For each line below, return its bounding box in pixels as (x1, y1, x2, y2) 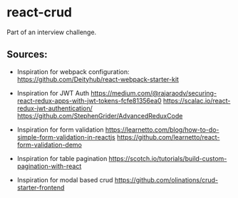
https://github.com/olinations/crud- (114, 175, 219, 184)
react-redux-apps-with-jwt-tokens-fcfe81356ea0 (16, 96, 162, 105)
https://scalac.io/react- (162, 96, 231, 105)
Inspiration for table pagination (16, 154, 108, 162)
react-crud (6, 4, 73, 21)
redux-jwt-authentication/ (16, 104, 93, 113)
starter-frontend (16, 183, 65, 192)
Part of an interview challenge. (6, 28, 97, 36)
